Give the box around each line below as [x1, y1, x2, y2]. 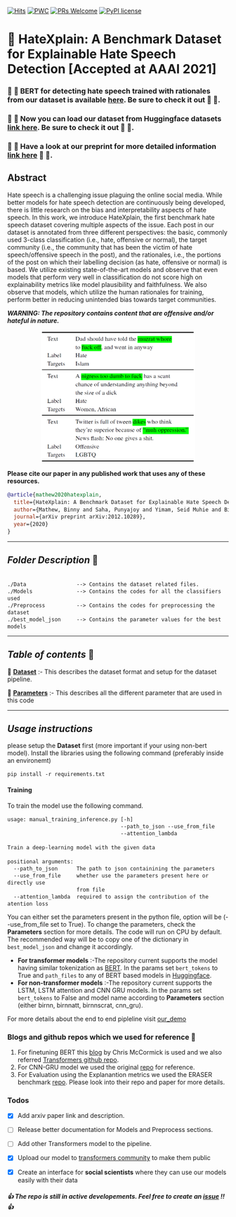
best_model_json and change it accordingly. [7, 942, 133, 951]
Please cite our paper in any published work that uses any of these [7, 469, 206, 477]
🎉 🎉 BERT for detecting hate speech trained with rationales [7, 86, 211, 96]
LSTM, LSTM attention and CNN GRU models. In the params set [17, 986, 202, 994]
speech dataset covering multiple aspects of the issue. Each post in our [7, 220, 214, 228]
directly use [7, 879, 46, 886]
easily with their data [17, 1176, 79, 1184]
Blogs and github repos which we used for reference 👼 [7, 1032, 196, 1042]
